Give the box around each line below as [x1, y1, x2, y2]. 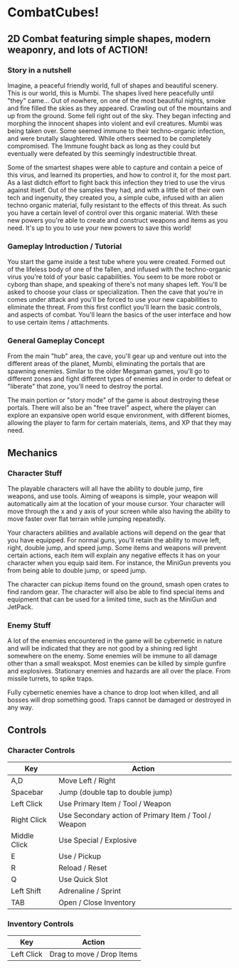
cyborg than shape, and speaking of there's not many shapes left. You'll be [7, 280, 228, 289]
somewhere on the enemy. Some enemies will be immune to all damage [7, 652, 218, 661]
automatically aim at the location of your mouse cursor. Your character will [7, 500, 225, 508]
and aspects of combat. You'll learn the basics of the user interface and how [7, 310, 232, 319]
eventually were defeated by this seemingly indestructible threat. [7, 149, 198, 157]
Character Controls [7, 745, 75, 755]
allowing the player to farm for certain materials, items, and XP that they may [7, 419, 232, 427]
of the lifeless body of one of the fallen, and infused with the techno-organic [7, 265, 231, 274]
